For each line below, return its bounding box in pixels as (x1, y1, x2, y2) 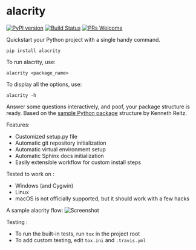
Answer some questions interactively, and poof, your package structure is (6, 103, 191, 110)
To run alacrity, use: (6, 58, 56, 65)
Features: (6, 121, 30, 128)
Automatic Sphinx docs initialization (15, 152, 104, 159)
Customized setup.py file (15, 133, 77, 140)
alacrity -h (6, 92, 36, 98)
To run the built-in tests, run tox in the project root (15, 230, 140, 237)
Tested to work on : (6, 170, 54, 177)
